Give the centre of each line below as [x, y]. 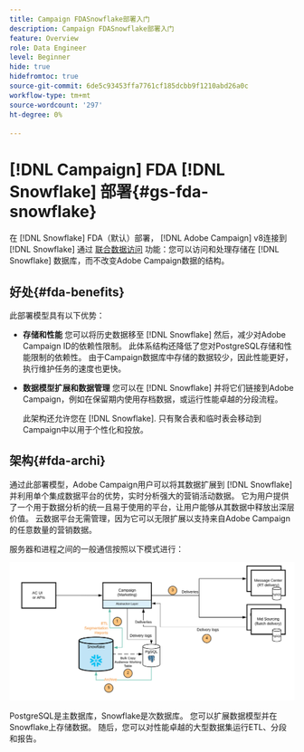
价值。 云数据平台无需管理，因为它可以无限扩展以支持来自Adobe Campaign [150, 518]
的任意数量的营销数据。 [53, 529]
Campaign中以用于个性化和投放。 [85, 429]
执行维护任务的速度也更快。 [74, 368]
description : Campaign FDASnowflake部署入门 [92, 29]
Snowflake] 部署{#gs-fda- [109, 192]
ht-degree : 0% [36, 114]
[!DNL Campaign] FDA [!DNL [118, 170]
